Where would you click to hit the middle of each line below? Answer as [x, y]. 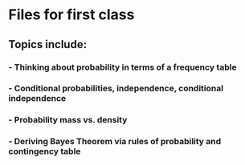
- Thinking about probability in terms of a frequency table [122, 67]
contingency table [45, 151]
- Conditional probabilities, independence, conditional [116, 88]
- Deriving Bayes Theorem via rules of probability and [115, 142]
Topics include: [47, 44]
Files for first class [71, 15]
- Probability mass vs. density [68, 120]
